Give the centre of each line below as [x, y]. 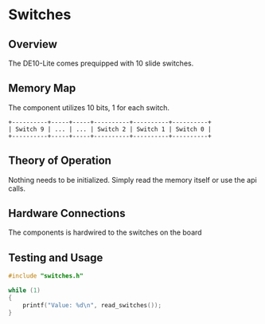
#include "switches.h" [46, 276]
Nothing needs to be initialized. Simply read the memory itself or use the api [132, 180]
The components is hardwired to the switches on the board [105, 232]
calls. [17, 188]
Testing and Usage [56, 257]
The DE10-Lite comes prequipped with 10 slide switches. [101, 63]
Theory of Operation [60, 161]
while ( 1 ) [25, 290]
